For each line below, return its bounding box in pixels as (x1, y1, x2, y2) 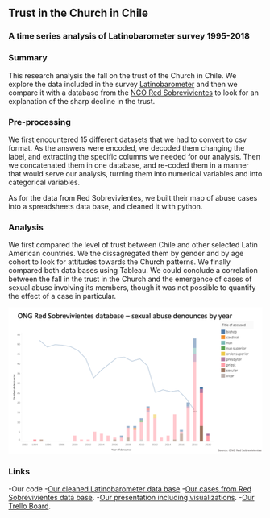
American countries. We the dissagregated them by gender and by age (8, 249, 244, 259)
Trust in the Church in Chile (8, 6, 149, 20)
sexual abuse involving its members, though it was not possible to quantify (8, 283, 256, 292)
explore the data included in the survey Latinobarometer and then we (8, 79, 238, 89)
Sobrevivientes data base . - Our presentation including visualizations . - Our (8, 493, 255, 503)
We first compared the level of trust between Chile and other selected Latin (8, 240, 258, 250)
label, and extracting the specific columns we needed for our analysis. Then (8, 151, 260, 161)
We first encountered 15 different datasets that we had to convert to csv (8, 135, 247, 144)
